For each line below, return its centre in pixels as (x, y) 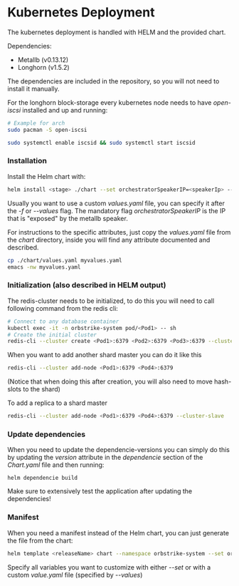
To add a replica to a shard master (58, 403)
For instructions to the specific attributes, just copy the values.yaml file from (119, 232)
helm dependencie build (43, 478)
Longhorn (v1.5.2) (43, 67)
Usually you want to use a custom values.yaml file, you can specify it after (116, 203)
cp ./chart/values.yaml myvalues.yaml (65, 260)
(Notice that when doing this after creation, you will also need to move (110, 381)
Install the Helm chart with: (47, 176)
